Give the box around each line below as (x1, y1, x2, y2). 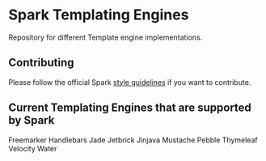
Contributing (8, 56, 74, 70)
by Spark (8, 113, 55, 127)
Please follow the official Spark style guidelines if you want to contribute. (8, 77, 251, 87)
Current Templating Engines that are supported (8, 101, 252, 115)
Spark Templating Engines (8, 6, 189, 24)
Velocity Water (8, 143, 57, 153)
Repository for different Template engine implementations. (8, 32, 203, 42)
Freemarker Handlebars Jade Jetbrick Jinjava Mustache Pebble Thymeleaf (8, 135, 258, 145)
